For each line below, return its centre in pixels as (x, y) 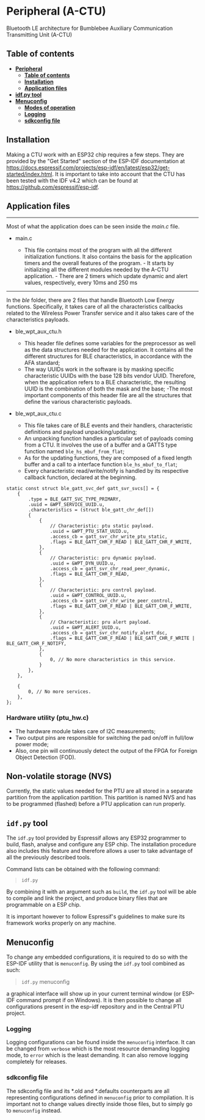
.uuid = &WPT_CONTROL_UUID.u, (88, 596)
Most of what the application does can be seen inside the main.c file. (93, 227)
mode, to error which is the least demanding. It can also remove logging (97, 1055)
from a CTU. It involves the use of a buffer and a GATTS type (101, 445)
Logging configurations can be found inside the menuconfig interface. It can (101, 1042)
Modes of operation (50, 108)
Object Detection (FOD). (45, 757)
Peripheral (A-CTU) (56, 11)
